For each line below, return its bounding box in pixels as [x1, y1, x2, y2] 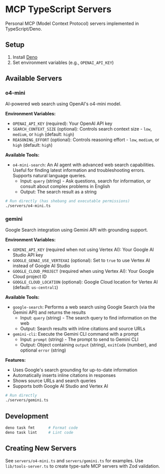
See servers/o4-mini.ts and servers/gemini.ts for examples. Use [5, 457, 143, 463]
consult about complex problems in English [20, 183, 110, 189]
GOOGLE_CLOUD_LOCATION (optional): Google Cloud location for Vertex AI [12, 279, 158, 285]
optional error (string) [20, 347, 66, 354]
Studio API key [12, 252, 44, 258]
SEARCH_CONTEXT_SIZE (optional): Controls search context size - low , [12, 126, 152, 132]
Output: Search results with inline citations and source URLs [20, 326, 146, 332]
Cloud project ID [12, 273, 47, 280]
